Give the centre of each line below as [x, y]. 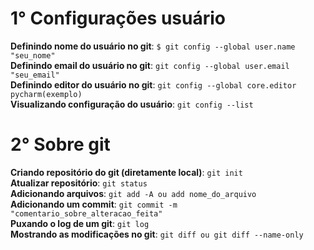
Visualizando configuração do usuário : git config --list [132, 104]
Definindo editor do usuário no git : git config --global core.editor [153, 84]
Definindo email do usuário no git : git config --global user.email [150, 65]
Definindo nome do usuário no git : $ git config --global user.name [153, 46]
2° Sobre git [60, 144]
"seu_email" [35, 75]
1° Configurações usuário [118, 18]
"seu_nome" [33, 55]
